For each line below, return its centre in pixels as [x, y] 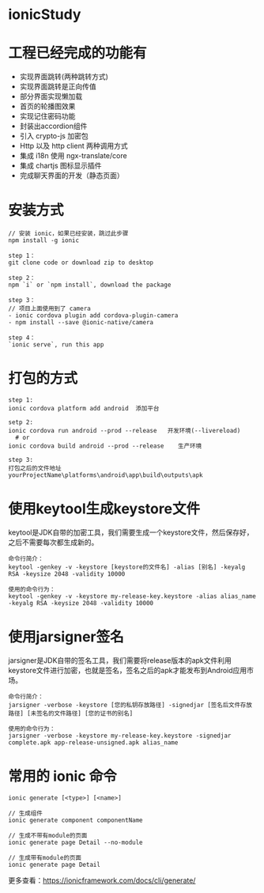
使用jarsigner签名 [66, 637]
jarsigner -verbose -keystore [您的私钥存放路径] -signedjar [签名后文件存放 [130, 705]
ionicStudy [45, 15]
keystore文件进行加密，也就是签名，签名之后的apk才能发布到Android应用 [128, 670]
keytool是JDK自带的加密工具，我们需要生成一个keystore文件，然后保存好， [131, 532]
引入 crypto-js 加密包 [54, 136]
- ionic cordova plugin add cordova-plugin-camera [93, 316]
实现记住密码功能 [47, 116]
